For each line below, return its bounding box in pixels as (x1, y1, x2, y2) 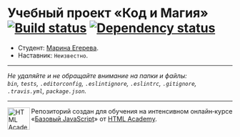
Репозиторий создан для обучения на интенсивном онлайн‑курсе (31, 106, 233, 115)
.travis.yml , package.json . (7, 87, 87, 95)
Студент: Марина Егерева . (17, 43, 99, 52)
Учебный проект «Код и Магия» (7, 5, 209, 21)
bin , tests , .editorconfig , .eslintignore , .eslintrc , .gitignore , (7, 79, 197, 87)
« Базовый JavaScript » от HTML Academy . (31, 114, 157, 123)
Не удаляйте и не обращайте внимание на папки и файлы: (7, 71, 187, 80)
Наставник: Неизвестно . (17, 51, 89, 60)
